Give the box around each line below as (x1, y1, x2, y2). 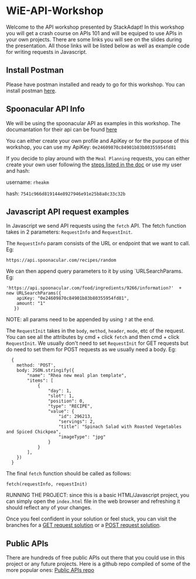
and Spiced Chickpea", (6, 429, 61, 435)
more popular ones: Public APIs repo (6, 567, 95, 574)
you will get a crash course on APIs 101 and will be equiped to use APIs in (6, 29, 183, 36)
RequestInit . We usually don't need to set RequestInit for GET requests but (6, 340, 188, 347)
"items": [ (27, 378, 54, 384)
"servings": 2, (58, 419, 95, 425)
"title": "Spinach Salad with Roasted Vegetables (58, 424, 182, 430)
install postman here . (6, 87, 57, 94)
